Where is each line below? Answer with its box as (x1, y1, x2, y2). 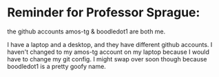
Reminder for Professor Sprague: (7, 5, 200, 20)
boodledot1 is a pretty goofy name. (7, 62, 107, 70)
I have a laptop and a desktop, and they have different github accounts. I (7, 40, 213, 48)
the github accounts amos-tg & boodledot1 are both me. (7, 27, 166, 35)
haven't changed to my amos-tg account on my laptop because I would (7, 48, 210, 56)
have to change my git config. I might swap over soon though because (7, 55, 207, 63)
